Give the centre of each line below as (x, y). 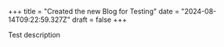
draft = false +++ (99, 20)
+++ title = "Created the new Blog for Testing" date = (94, 11)
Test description (34, 35)
